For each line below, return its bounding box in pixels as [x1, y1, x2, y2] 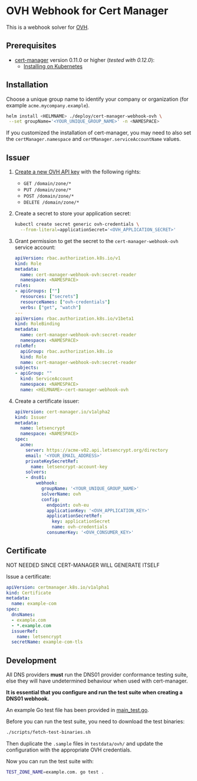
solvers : [25, 469, 47, 475]
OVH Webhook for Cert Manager [6, 4, 169, 18]
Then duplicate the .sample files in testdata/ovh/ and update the [6, 740, 163, 747]
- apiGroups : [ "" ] [14, 288, 60, 294]
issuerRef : [11, 628, 38, 634]
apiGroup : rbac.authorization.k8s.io [20, 348, 113, 355]
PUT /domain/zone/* [23, 187, 72, 193]
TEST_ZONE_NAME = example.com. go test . [6, 769, 104, 775]
